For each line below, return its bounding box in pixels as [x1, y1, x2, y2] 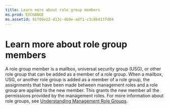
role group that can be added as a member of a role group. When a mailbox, [5, 71, 163, 77]
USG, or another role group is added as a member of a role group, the [5, 77, 150, 83]
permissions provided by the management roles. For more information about [5, 93, 164, 99]
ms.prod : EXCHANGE [5, 12, 44, 17]
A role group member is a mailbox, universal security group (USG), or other [5, 66, 161, 72]
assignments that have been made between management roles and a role [5, 82, 158, 88]
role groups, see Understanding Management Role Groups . [5, 98, 128, 104]
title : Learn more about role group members [5, 7, 100, 13]
